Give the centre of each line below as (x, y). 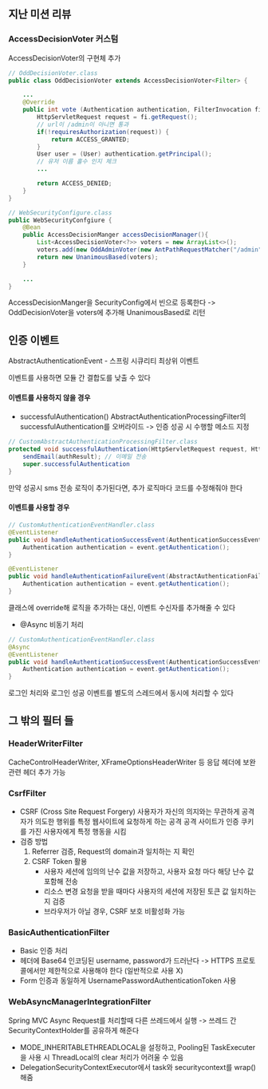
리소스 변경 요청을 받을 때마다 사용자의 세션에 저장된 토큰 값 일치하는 (150, 891)
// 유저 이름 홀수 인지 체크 (77, 162)
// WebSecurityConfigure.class (60, 213)
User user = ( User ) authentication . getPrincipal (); (125, 154)
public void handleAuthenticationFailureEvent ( (89, 577)
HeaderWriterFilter (46, 744)
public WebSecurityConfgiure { (60, 220)
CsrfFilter (27, 793)
